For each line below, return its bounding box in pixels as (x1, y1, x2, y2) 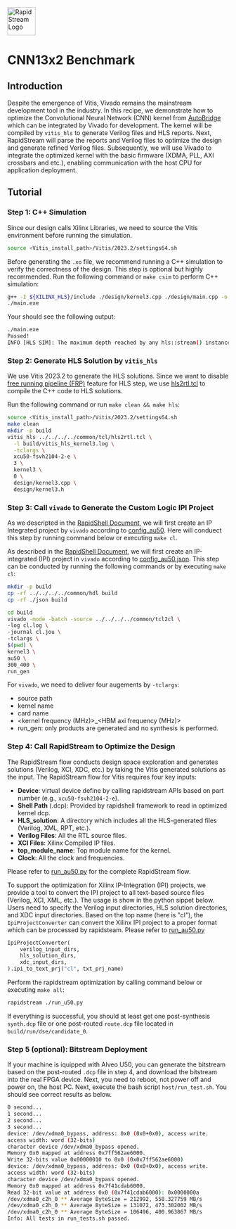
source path (17, 694, 53, 703)
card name (17, 709, 49, 718)
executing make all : (7, 986, 65, 994)
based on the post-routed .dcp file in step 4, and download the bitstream (7, 1068, 218, 1076)
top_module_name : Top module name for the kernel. (17, 846, 171, 854)
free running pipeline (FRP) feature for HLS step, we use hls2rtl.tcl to (7, 379, 206, 388)
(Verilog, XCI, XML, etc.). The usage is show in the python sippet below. (7, 896, 215, 904)
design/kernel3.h (13, 485, 65, 493)
